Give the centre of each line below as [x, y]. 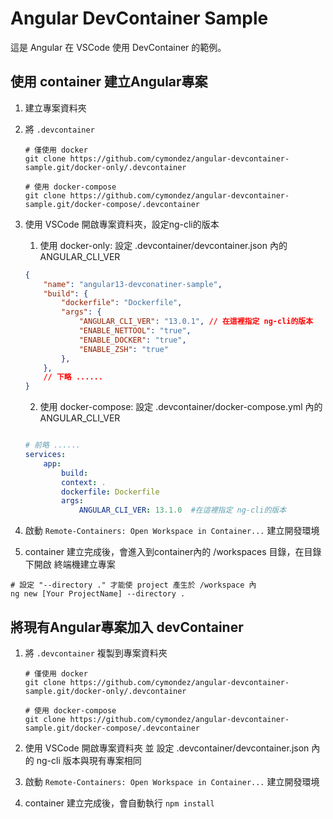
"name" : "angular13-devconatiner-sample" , [133, 284]
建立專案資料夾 [55, 108]
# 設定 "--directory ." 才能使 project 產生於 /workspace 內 [133, 585]
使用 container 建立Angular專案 [109, 82]
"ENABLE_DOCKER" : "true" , [132, 340]
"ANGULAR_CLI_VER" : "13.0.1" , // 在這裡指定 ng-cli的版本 [196, 322]
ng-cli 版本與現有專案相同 [89, 760]
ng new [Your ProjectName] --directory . [98, 594]
